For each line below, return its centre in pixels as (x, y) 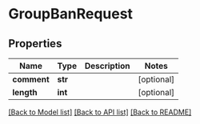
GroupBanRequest (71, 14)
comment (31, 79)
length (25, 92)
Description (107, 66)
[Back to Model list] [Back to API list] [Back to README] (100, 112)
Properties (35, 44)
